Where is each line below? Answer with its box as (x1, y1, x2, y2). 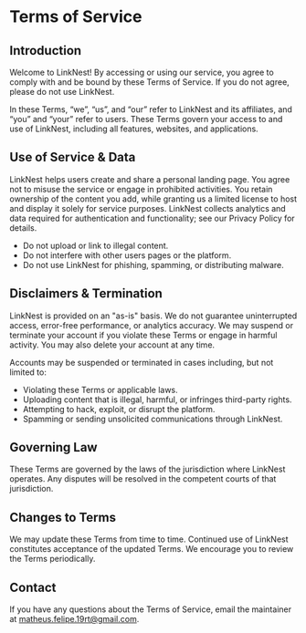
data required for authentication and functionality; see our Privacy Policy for (9, 213, 295, 223)
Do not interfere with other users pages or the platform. (22, 249, 232, 261)
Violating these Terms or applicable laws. (22, 384, 178, 395)
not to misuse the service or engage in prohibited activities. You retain (9, 183, 273, 194)
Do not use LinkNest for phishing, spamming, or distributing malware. (22, 259, 285, 270)
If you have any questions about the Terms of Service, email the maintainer (9, 604, 292, 615)
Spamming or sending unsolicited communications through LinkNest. (22, 413, 283, 424)
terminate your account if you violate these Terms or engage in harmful (9, 329, 278, 340)
